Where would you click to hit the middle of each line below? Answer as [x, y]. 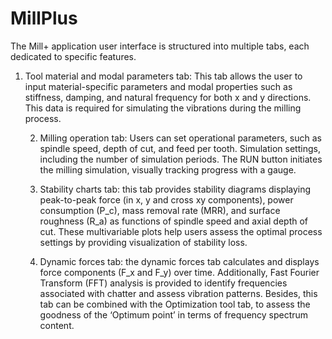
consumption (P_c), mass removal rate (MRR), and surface [160, 210]
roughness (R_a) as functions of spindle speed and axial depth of [174, 221]
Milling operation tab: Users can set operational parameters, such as [180, 138]
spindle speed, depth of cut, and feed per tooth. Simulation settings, [180, 148]
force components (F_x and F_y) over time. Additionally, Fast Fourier [179, 272]
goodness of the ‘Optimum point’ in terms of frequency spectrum [174, 314]
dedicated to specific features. [73, 56]
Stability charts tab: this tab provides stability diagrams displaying [175, 189]
